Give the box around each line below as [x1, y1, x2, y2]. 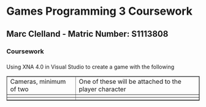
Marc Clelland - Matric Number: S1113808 [6, 29, 169, 39]
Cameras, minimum [10, 78, 66, 86]
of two [10, 85, 29, 94]
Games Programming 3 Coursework [6, 4, 193, 18]
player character [78, 85, 126, 94]
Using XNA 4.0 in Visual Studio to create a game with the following [6, 63, 175, 71]
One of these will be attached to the [78, 78, 182, 86]
